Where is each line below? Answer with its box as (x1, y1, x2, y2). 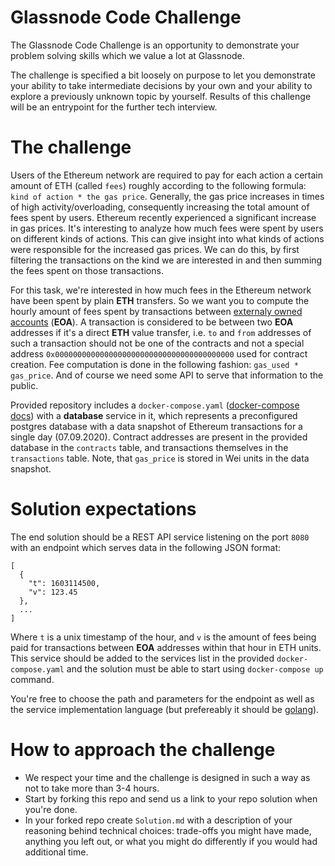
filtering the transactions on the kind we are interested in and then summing (10, 254, 323, 266)
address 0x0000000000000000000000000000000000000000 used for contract (10, 347, 308, 360)
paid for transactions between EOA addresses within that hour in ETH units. (10, 641, 322, 653)
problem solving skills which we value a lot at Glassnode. (10, 49, 245, 61)
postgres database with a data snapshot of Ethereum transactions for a (10, 420, 303, 432)
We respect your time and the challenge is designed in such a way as (24, 771, 311, 783)
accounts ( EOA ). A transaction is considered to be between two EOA (10, 316, 294, 328)
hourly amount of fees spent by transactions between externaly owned (10, 305, 303, 317)
